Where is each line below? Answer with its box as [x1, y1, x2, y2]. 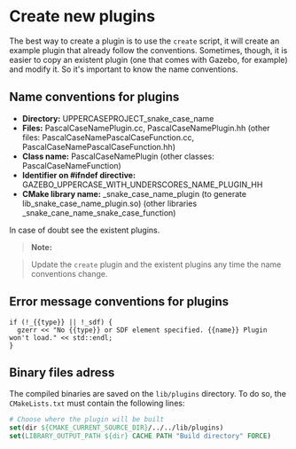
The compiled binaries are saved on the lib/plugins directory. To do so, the [9, 389, 286, 399]
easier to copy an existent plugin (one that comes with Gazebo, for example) [9, 54, 288, 65]
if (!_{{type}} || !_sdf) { [9, 318, 113, 327]
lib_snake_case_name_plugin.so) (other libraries [21, 198, 198, 209]
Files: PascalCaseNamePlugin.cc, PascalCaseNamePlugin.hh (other [21, 122, 270, 133]
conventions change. [30, 268, 108, 279]
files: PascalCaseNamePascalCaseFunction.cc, [21, 131, 195, 143]
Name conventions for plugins [9, 90, 180, 105]
